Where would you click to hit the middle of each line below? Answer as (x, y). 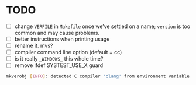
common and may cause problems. (57, 33)
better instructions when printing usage (62, 39)
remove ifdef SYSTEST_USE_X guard (59, 65)
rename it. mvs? (34, 46)
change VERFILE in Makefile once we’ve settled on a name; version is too (102, 26)
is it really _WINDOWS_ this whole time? (59, 59)
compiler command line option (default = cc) (68, 52)
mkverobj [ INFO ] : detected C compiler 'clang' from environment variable (98, 76)
